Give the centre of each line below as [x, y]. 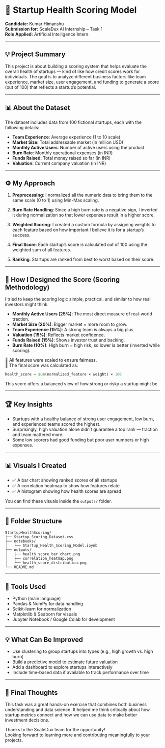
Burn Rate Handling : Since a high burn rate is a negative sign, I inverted [85, 210]
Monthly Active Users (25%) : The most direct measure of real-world [82, 314]
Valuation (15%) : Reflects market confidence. [58, 335]
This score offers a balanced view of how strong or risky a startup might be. [82, 384]
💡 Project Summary [35, 54]
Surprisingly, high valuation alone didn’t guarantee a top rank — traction [85, 429]
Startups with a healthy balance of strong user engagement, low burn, [83, 419]
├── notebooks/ [21, 541]
